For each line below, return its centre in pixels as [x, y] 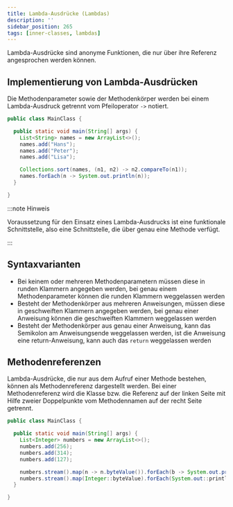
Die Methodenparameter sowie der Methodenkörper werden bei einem [108, 99]
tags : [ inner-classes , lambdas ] [54, 33]
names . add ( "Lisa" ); [48, 157]
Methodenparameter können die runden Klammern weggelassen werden [121, 296]
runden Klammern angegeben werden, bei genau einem [97, 288]
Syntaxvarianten [44, 265]
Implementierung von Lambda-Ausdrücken [103, 82]
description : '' [31, 20]
